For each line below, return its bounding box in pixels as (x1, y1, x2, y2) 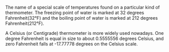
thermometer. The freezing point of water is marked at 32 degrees (5, 10, 144, 16)
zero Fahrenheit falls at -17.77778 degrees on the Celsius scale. (5, 41, 138, 47)
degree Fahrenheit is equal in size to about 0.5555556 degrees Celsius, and (5, 35, 164, 41)
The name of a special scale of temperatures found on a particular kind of (5, 5, 160, 10)
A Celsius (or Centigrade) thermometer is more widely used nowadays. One (5, 30, 164, 36)
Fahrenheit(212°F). (5, 20, 44, 26)
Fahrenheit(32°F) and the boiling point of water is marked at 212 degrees (5, 15, 158, 21)
